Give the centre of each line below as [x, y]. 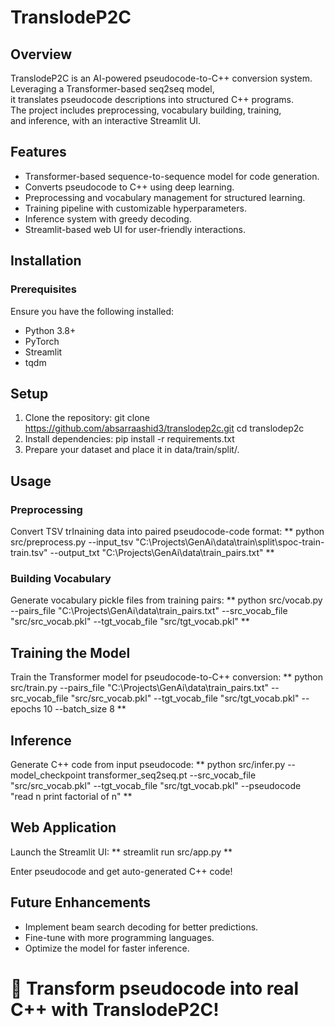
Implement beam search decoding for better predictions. [141, 927]
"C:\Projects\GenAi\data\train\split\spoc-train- [230, 542]
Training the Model [70, 652]
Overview [41, 54]
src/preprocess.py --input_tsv [72, 542]
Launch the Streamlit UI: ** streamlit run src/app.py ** [121, 852]
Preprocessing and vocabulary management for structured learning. [165, 197]
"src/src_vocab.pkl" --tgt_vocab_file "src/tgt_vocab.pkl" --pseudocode [156, 785]
